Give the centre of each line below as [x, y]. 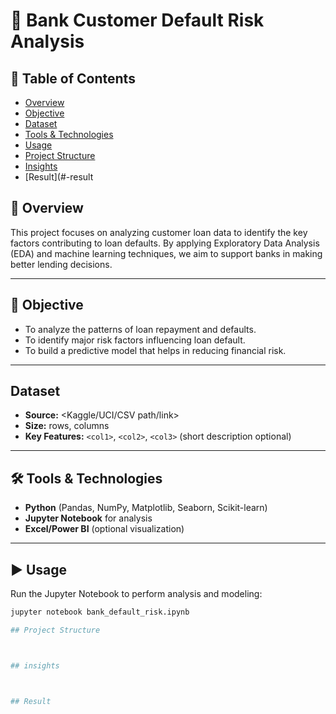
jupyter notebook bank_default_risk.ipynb [100, 612]
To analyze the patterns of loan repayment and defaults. [140, 329]
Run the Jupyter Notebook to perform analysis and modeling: [136, 594]
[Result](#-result [59, 177]
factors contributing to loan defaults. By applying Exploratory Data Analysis [165, 243]
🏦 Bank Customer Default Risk [137, 20]
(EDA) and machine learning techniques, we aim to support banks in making [166, 253]
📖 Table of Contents [73, 78]
